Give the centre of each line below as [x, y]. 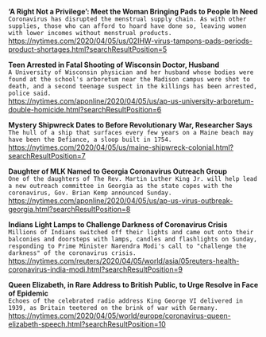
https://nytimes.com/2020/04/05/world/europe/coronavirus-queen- [120, 315]
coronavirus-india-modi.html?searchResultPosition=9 [95, 269]
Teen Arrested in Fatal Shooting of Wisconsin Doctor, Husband [114, 65]
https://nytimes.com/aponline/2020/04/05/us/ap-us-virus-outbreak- [121, 201]
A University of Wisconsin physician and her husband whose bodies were [131, 72]
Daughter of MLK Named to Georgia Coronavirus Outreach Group [118, 171]
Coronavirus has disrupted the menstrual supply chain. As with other [127, 19]
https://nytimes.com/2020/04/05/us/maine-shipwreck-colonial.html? [121, 147]
